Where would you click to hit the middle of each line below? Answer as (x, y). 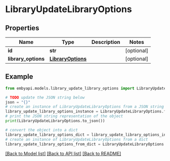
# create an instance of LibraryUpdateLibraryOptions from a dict (77, 139)
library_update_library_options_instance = (52, 112)
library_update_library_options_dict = (47, 135)
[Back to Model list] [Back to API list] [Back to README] (63, 154)
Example (19, 77)
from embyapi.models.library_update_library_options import (70, 88)
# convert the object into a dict (42, 130)
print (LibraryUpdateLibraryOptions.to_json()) (55, 121)
